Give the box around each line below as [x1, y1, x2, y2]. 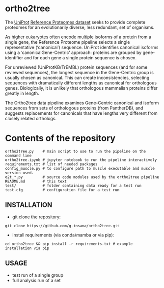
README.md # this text [5, 179, 67, 184]
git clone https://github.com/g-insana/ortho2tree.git [5, 223, 120, 228]
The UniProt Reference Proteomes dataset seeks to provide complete [5, 19, 146, 25]
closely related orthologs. [5, 115, 57, 121]
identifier [5, 54, 24, 60]
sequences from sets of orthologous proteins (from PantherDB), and [5, 105, 143, 111]
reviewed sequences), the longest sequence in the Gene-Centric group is [5, 69, 154, 75]
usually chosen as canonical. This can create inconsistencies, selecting [5, 75, 150, 80]
